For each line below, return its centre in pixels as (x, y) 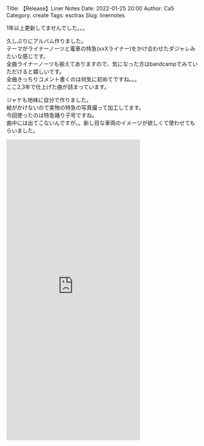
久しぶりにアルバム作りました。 (46, 41)
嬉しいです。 (49, 71)
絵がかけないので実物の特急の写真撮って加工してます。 (75, 108)
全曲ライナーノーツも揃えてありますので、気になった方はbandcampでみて (100, 64)
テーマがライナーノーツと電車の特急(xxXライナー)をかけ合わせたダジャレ (98, 48)
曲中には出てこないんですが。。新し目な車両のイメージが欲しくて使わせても (101, 123)
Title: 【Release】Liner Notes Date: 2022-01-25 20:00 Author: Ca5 (90, 8)
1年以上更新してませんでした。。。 (47, 28)
